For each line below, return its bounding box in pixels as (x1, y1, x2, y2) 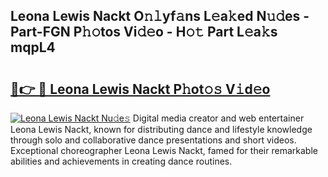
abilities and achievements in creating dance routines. (10, 155, 233, 167)
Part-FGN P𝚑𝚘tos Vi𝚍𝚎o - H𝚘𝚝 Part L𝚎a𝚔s (10, 24, 278, 41)
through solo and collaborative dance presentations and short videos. (10, 134, 297, 146)
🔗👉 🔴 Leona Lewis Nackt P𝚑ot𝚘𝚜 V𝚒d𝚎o (10, 80, 271, 98)
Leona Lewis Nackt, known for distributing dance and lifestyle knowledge (10, 124, 313, 135)
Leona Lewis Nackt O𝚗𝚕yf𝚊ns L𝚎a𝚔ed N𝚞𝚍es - (10, 8, 310, 25)
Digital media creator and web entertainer (132, 112, 305, 124)
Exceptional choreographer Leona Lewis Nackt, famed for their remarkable (10, 145, 318, 156)
